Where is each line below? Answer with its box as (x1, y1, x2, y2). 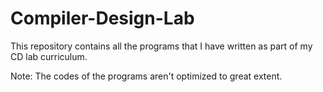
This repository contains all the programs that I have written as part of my (10, 40, 313, 52)
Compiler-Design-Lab (10, 7, 195, 30)
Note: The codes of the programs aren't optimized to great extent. (10, 70, 283, 82)
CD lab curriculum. (10, 50, 88, 62)
